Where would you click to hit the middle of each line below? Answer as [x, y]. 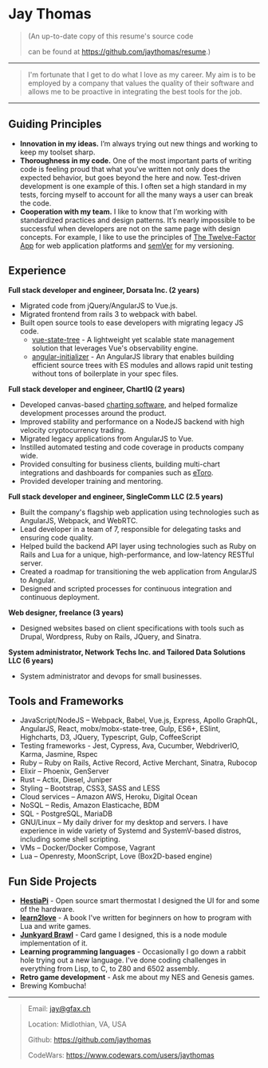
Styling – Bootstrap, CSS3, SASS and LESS [90, 788]
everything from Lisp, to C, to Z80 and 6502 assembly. [110, 969]
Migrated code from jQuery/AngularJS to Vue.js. [99, 306]
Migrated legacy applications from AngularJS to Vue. [106, 438]
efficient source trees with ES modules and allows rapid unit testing [142, 365]
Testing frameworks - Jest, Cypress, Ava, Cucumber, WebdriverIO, [129, 746]
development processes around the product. [93, 413]
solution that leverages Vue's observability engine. [115, 348]
